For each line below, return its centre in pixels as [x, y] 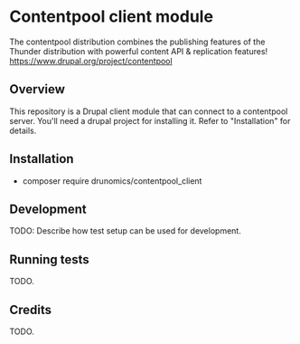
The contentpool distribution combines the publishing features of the [137, 42]
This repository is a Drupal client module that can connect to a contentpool [149, 111]
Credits [31, 310]
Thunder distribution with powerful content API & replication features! [139, 51]
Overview [37, 89]
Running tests [50, 259]
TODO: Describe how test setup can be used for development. [125, 231]
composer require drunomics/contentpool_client [112, 181]
